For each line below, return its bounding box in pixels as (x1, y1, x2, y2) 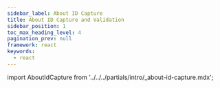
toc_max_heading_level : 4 (7, 29, 81, 36)
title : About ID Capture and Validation (7, 16, 125, 23)
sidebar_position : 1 (7, 23, 67, 29)
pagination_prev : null (7, 35, 72, 42)
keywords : (7, 48, 36, 55)
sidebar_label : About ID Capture (7, 10, 103, 17)
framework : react (7, 42, 57, 48)
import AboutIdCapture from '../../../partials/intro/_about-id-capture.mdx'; (7, 73, 214, 81)
